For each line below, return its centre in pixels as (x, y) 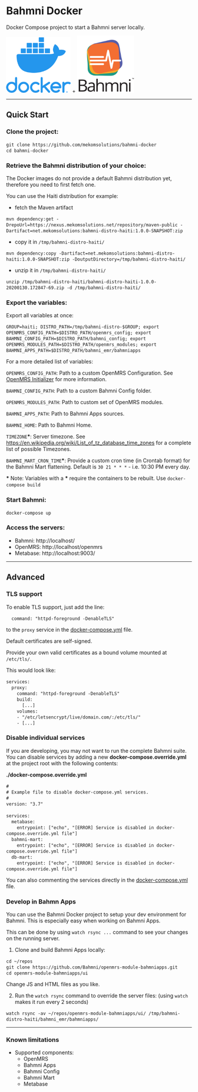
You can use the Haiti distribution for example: (62, 196)
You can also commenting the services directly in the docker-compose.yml (97, 880)
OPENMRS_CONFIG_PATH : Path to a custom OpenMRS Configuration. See (90, 373)
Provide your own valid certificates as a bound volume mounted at (87, 652)
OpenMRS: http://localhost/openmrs (59, 547)
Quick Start (27, 115)
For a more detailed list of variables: (49, 362)
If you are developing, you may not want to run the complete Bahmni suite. (96, 750)
